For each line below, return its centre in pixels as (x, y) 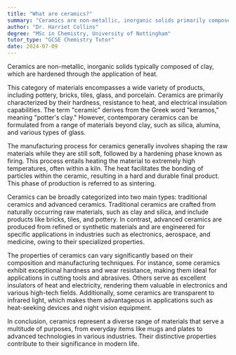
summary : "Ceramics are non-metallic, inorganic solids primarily (106, 20)
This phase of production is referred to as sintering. (82, 183)
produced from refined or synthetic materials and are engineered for (106, 227)
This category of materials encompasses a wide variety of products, (106, 88)
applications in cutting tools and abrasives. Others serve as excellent (107, 278)
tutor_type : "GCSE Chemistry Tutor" (61, 40)
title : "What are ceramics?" (50, 14)
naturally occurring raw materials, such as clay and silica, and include (108, 212)
